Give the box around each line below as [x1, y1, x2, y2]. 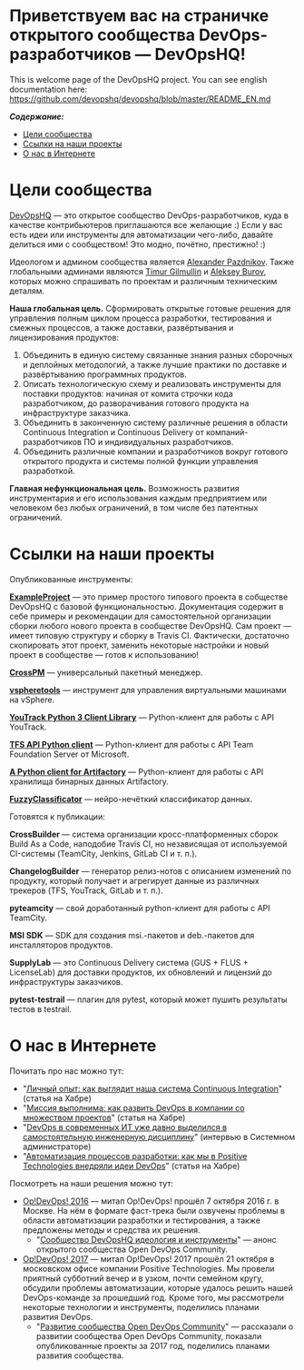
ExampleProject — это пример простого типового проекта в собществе [9, 591, 289, 602]
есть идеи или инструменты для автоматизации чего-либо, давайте [9, 229, 274, 240]
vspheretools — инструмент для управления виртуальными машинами [9, 684, 288, 695]
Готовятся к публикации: [9, 810, 106, 822]
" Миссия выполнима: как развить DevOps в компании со [22, 1102, 245, 1113]
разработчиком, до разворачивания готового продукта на [22, 397, 250, 409]
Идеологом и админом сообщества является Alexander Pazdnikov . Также [9, 256, 295, 267]
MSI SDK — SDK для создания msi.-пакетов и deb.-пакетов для [9, 929, 255, 940]
